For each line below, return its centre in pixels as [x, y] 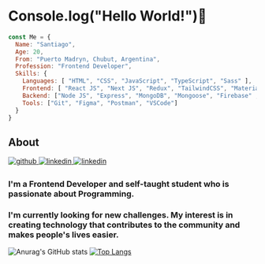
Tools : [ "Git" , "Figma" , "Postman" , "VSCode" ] [100, 103]
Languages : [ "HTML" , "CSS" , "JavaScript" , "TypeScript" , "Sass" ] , [137, 81]
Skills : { [31, 74]
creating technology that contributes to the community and [124, 225]
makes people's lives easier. [64, 235]
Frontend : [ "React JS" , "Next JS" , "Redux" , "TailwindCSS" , [125, 89]
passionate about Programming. [71, 194]
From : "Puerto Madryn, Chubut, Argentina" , [88, 59]
